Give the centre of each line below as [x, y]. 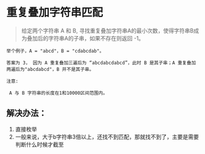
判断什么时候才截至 [39, 144]
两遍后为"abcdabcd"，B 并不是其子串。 [50, 69]
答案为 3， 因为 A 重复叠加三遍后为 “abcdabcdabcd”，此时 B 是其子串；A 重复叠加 [101, 63]
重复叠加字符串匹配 [55, 13]
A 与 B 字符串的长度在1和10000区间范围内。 [58, 93]
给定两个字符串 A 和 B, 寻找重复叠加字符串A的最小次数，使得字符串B [107, 31]
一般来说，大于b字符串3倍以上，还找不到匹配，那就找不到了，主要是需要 [107, 137]
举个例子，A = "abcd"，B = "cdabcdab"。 [55, 51]
